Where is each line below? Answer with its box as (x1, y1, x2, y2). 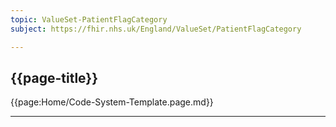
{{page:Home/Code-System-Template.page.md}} (10, 96, 214, 108)
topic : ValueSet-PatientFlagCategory (10, 14, 168, 25)
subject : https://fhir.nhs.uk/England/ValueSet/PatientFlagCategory (10, 24, 302, 34)
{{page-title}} (10, 69, 99, 86)
